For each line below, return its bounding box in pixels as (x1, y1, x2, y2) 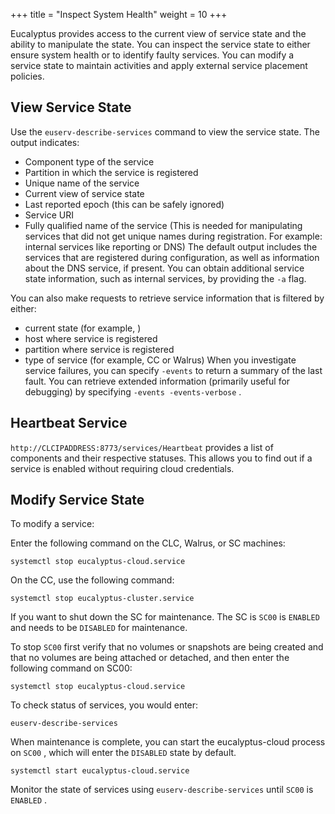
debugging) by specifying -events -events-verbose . (24, 385, 242, 398)
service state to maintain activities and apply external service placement (10, 60, 308, 71)
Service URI (24, 209, 74, 221)
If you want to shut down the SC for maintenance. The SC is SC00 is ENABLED (10, 611, 320, 623)
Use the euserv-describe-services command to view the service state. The (10, 125, 320, 138)
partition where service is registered (24, 343, 175, 355)
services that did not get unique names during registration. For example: (24, 230, 323, 242)
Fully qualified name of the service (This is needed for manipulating (24, 219, 303, 231)
